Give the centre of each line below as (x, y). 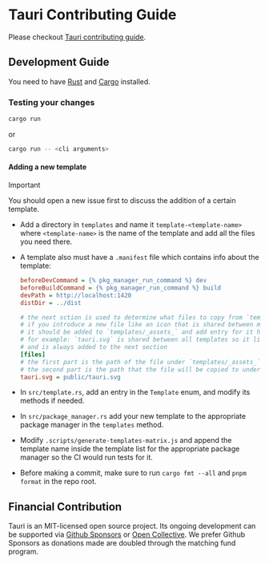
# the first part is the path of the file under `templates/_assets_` (140, 362)
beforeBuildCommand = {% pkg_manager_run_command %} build (120, 288)
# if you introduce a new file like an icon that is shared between (137, 325)
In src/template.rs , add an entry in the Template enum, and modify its (135, 392)
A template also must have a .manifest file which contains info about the (139, 257)
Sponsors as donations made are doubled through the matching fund (122, 543)
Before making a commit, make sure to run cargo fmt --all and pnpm (133, 473)
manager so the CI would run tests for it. (86, 457)
